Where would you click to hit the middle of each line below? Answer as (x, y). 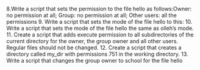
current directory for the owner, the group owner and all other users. (92, 41)
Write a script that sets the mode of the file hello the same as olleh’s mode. (100, 28)
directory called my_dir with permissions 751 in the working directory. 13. (97, 54)
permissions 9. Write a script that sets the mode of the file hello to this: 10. (99, 22)
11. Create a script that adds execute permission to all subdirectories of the (100, 35)
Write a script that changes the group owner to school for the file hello (95, 61)
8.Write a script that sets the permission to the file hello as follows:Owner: (99, 9)
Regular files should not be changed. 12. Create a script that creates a (94, 47)
